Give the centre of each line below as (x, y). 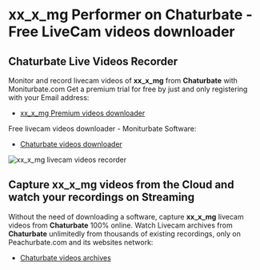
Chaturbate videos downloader (71, 144)
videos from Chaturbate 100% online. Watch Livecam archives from (121, 225)
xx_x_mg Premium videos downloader (82, 113)
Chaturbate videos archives (66, 257)
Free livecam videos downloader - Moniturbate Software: (102, 129)
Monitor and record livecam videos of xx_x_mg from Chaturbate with (123, 81)
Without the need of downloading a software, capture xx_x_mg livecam (126, 216)
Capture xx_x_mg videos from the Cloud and (121, 185)
